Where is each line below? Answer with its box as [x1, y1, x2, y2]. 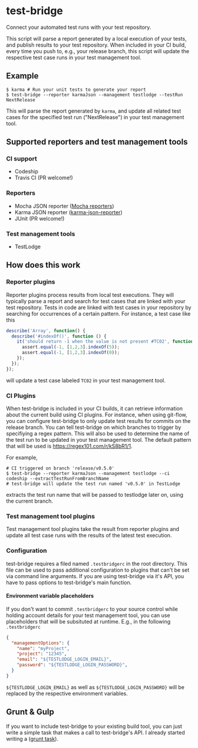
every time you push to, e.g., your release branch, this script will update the [6, 47, 190, 54]
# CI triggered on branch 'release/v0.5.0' [6, 465, 115, 471]
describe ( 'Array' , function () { [6, 327, 85, 334]
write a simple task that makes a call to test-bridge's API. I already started [6, 729, 185, 736]
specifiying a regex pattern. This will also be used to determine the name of [6, 430, 190, 437]
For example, [6, 454, 38, 461]
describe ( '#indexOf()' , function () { [11, 333, 107, 339]
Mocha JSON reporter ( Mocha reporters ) [14, 202, 114, 209]
